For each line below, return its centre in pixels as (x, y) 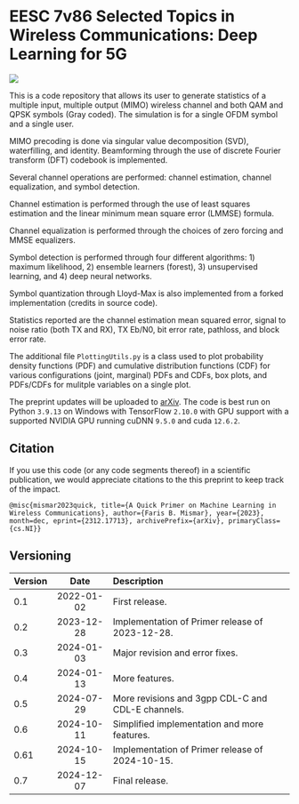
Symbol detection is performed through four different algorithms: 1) (132, 257)
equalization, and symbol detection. (75, 186)
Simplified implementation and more (188, 724)
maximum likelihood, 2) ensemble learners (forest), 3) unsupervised (133, 266)
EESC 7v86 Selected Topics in (122, 16)
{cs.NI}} (25, 528)
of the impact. (35, 489)
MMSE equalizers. (42, 240)
